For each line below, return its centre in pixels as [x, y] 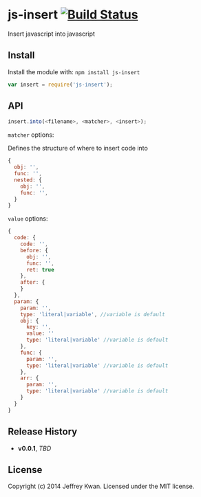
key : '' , [39, 327]
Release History [43, 432]
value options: [28, 219]
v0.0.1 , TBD [34, 448]
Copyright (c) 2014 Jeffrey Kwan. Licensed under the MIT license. [101, 486]
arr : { [30, 378]
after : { [33, 283]
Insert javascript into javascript [52, 34]
